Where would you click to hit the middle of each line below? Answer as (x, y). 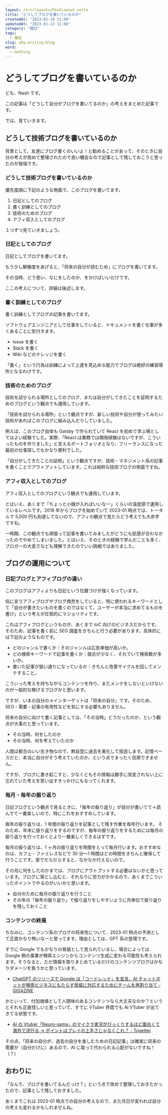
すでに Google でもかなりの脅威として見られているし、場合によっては (77, 949)
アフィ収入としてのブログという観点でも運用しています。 (64, 493)
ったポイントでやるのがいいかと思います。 (49, 883)
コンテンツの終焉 (26, 920)
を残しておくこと (30, 906)
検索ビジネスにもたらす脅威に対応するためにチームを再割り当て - (93, 985)
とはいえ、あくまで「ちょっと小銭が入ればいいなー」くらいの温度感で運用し (84, 504)
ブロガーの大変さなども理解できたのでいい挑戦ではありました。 (71, 546)
